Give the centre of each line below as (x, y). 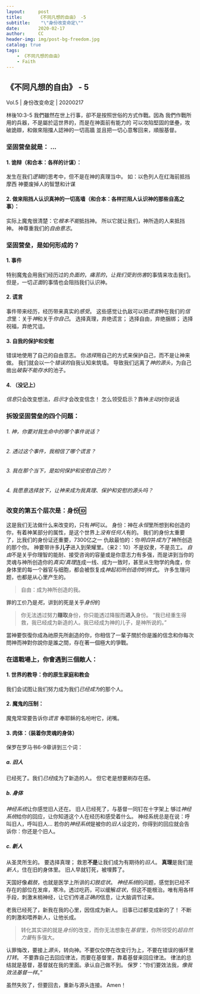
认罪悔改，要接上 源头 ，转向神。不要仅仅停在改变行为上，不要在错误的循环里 (100, 950)
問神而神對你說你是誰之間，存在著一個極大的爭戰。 (69, 642)
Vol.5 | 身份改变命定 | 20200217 (45, 102)
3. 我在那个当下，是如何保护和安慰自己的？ (59, 470)
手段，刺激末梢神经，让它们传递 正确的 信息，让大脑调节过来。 (82, 898)
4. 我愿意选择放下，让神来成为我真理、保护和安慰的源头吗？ (80, 490)
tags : (13, 51)
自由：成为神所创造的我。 (52, 590)
